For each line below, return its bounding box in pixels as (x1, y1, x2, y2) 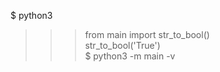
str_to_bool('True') (84, 40, 161, 51)
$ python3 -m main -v (84, 50, 176, 62)
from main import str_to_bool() (84, 29, 210, 40)
